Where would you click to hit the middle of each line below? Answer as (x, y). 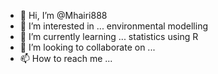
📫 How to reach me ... (66, 58)
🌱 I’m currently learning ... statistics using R (109, 36)
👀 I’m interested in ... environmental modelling (113, 26)
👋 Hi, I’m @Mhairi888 (63, 15)
